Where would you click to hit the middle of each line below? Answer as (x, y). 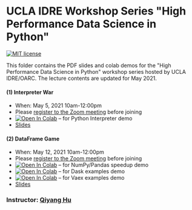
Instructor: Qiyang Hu (39, 200)
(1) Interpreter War (30, 92)
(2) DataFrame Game (33, 139)
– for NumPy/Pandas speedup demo (104, 165)
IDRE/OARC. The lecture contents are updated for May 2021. (82, 78)
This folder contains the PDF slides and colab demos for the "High (89, 65)
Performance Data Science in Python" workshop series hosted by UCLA (96, 71)
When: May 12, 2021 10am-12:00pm (59, 152)
